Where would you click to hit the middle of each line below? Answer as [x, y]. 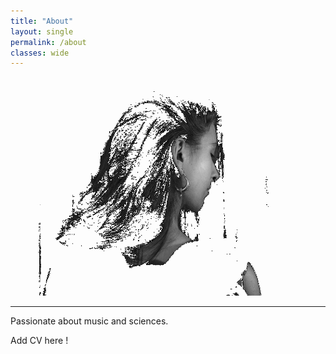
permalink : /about [48, 42]
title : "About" [42, 21]
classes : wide [40, 53]
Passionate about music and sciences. [89, 321]
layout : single [42, 31]
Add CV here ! [39, 341]
